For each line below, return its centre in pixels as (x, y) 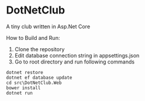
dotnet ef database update (39, 78)
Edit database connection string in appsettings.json (77, 55)
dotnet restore (25, 72)
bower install (24, 88)
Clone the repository (39, 49)
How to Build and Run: (33, 38)
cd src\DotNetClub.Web (34, 83)
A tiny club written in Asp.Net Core (48, 26)
